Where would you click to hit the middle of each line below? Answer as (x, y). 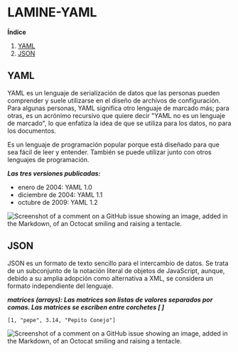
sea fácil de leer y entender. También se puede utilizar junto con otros (109, 152)
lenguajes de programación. (49, 159)
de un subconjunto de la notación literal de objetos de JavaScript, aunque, (116, 270)
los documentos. (32, 130)
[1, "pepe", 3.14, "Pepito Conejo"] (61, 320)
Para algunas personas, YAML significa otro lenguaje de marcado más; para (118, 108)
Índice (17, 32)
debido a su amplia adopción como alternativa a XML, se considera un (110, 278)
